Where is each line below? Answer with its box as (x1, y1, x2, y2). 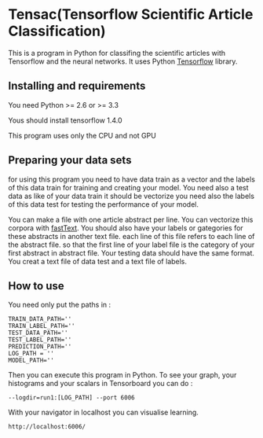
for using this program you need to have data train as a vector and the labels (8, 175, 255, 184)
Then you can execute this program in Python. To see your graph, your (8, 370, 237, 380)
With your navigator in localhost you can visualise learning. (8, 407, 199, 418)
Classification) (8, 22, 106, 40)
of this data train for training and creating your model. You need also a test (8, 182, 249, 192)
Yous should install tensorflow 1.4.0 (8, 116, 123, 125)
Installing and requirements (8, 79, 146, 93)
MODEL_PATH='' (8, 356, 55, 365)
